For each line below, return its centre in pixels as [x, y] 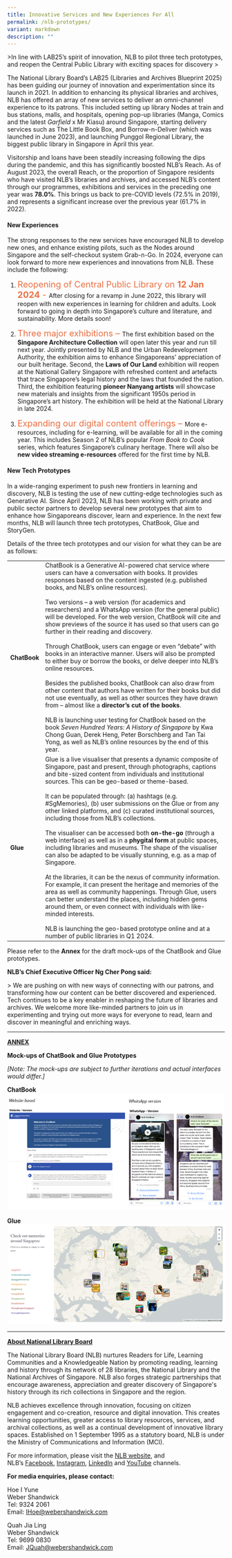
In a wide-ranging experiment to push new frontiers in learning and [103, 486]
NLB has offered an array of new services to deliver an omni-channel [105, 100]
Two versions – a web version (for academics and [115, 602]
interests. [81, 914]
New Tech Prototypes [39, 470]
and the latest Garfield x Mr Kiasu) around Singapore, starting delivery [107, 122]
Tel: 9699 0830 [29, 1540]
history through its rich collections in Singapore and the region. [97, 1392]
